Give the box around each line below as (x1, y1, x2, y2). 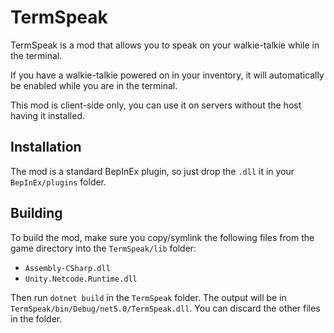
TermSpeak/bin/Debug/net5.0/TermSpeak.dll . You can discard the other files (10, 302, 321, 314)
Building (10, 205, 63, 222)
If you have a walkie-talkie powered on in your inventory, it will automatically (10, 69, 325, 81)
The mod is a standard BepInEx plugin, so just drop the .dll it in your (10, 165, 295, 177)
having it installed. (10, 109, 86, 121)
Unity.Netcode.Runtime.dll (24, 274, 138, 284)
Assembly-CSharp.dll (24, 263, 111, 273)
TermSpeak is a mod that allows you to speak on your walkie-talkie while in (10, 39, 320, 51)
